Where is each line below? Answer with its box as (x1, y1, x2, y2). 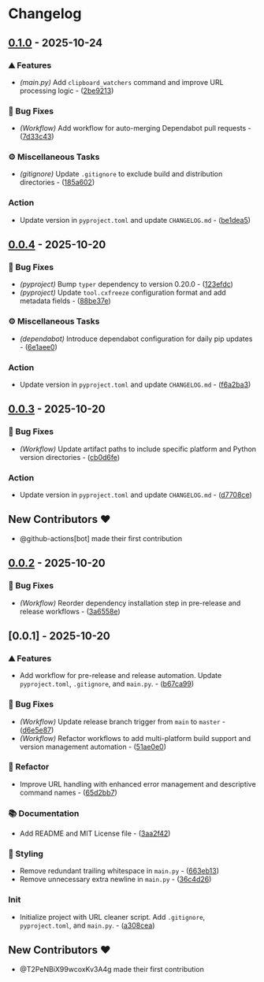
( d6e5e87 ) (19, 725, 54, 735)
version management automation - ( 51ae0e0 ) (19, 742, 167, 751)
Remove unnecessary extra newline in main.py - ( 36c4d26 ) (19, 875, 212, 884)
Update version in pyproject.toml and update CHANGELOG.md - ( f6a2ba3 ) (19, 380, 251, 390)
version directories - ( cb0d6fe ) (19, 452, 121, 461)
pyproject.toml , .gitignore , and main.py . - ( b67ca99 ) (19, 679, 195, 689)
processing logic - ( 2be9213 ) (19, 86, 114, 95)
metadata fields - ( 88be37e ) (19, 296, 112, 306)
